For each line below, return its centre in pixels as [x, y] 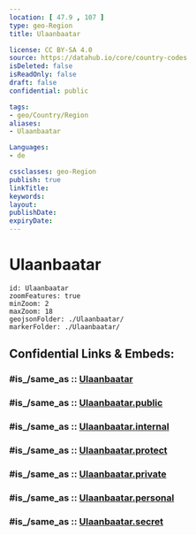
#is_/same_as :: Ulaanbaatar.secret [87, 521]
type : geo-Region [41, 26]
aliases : [25, 123]
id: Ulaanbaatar [39, 288]
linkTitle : [29, 188]
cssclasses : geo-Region [53, 172]
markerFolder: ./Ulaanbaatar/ [65, 327]
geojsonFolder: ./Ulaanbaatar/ [67, 319]
